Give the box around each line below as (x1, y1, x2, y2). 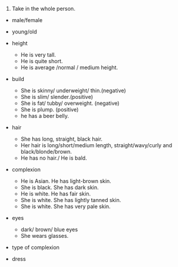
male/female (11, 17, 43, 23)
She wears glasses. (20, 232, 69, 239)
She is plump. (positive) (20, 106, 79, 113)
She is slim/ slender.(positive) (20, 94, 93, 100)
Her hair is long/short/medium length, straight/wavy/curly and (20, 142, 173, 148)
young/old (11, 28, 38, 35)
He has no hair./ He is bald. (20, 154, 88, 162)
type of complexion (11, 244, 60, 251)
